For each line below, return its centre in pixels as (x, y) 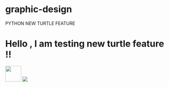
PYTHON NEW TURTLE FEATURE (40, 23)
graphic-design (39, 9)
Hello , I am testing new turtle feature (85, 44)
